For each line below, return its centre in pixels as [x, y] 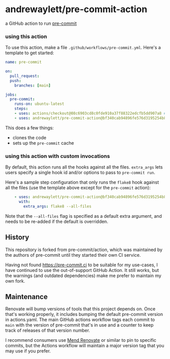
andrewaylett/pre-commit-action [76, 9]
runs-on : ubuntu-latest [39, 104]
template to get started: [30, 53]
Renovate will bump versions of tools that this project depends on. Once [80, 309]
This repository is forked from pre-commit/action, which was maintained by [84, 250]
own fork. [15, 281]
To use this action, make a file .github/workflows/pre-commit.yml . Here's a [83, 48]
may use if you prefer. [28, 351]
